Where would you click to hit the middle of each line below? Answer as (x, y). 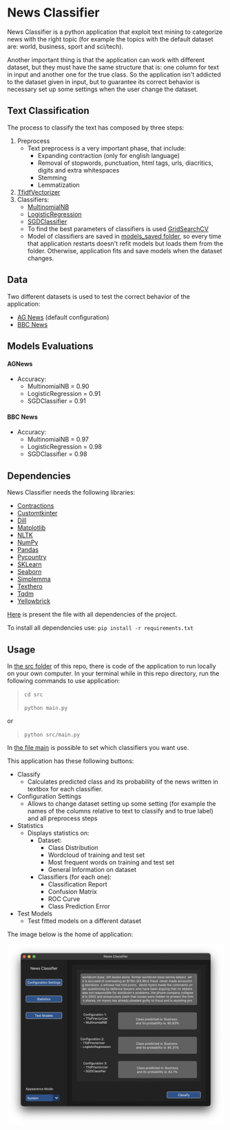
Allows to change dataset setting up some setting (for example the (122, 803)
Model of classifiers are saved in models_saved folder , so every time (124, 236)
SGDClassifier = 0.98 (57, 454)
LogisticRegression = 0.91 (64, 394)
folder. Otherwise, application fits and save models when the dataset (125, 250)
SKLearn (30, 564)
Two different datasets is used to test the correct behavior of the (99, 296)
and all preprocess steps (62, 818)
